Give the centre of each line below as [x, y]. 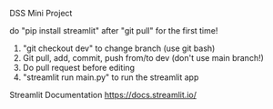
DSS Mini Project [41, 13]
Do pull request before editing [78, 68]
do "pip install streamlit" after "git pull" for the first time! [114, 30]
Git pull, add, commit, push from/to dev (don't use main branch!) [143, 58]
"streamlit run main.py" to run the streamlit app [111, 77]
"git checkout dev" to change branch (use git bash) [119, 48]
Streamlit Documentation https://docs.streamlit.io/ [103, 95]
